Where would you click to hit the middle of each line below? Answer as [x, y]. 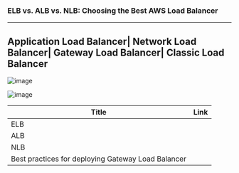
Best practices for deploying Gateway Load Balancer [99, 159]
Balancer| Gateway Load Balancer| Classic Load [116, 52]
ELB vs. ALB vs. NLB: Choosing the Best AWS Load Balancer [113, 11]
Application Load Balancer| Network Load [102, 41]
